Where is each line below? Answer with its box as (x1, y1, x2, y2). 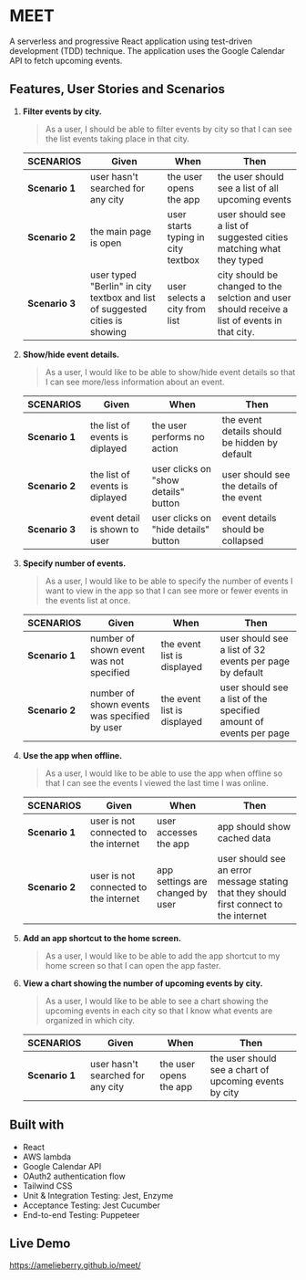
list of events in (217, 314, 282, 327)
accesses (156, 825, 199, 838)
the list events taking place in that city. (45, 133, 189, 144)
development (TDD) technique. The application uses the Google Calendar (9, 45, 285, 56)
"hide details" (151, 522, 210, 535)
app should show (217, 820, 291, 833)
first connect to (217, 897, 283, 910)
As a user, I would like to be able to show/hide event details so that (45, 366, 296, 377)
